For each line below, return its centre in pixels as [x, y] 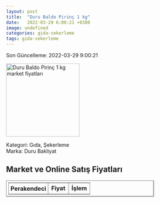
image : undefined [27, 28]
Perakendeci [29, 188]
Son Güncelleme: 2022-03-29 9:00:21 [52, 55]
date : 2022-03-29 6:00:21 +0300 [48, 22]
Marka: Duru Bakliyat [31, 151]
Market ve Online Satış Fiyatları [64, 169]
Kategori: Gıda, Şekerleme [38, 145]
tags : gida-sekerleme [33, 39]
